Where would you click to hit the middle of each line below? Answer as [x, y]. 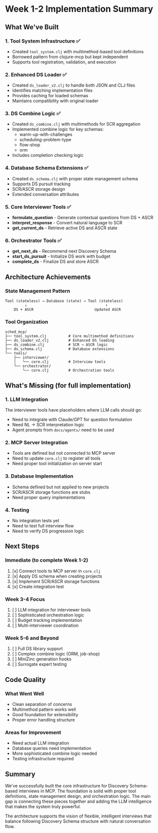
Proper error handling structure [43, 720]
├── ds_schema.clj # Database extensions [60, 349]
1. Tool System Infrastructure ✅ [43, 41]
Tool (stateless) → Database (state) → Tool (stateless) [64, 301]
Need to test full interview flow [43, 526]
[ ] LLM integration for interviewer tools [51, 610]
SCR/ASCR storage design [39, 189]
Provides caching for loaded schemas [50, 96]
